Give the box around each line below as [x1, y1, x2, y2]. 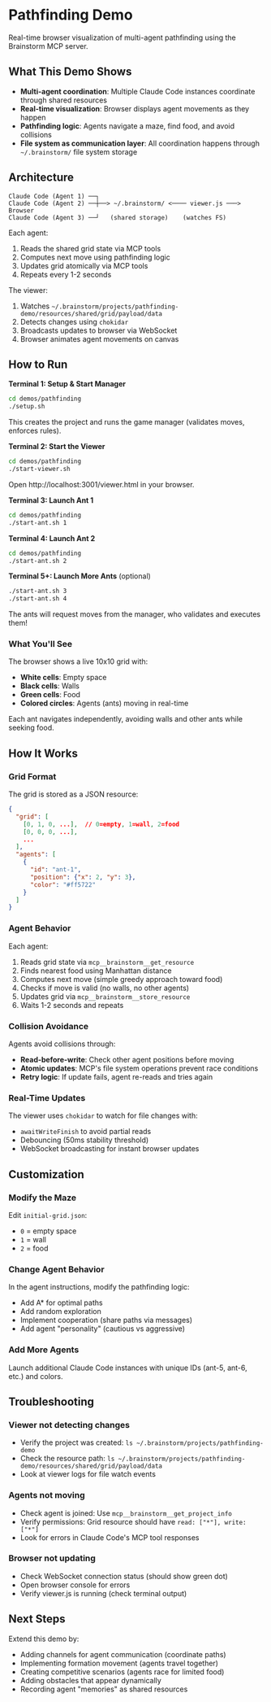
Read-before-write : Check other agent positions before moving [19, 1054, 234, 1064]
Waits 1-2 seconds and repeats [19, 1000, 124, 1010]
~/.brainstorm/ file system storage [19, 146, 138, 156]
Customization [8, 1167, 85, 1181]
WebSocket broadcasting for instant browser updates [19, 1144, 200, 1154]
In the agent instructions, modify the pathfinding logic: [8, 1282, 190, 1292]
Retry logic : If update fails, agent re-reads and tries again [19, 1071, 213, 1081]
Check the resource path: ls [19, 1454, 115, 1464]
